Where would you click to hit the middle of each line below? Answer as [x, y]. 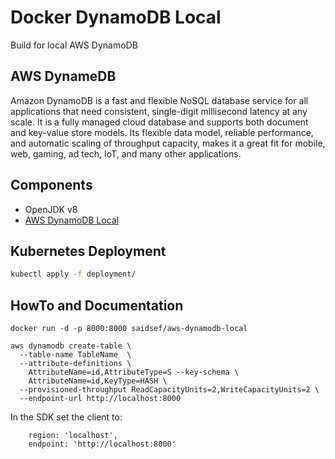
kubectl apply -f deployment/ [73, 274]
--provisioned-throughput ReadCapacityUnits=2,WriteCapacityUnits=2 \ [169, 390]
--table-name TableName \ [75, 355]
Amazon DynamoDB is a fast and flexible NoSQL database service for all [159, 100]
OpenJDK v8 [51, 209]
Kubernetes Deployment [88, 251]
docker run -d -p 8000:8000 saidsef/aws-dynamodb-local [129, 329]
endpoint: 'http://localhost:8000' [102, 444]
